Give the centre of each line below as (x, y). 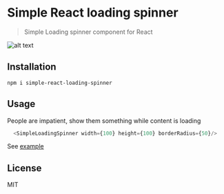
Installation (32, 67)
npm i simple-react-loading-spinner (60, 83)
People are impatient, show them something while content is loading (104, 120)
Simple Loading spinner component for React (88, 32)
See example (26, 146)
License (24, 168)
